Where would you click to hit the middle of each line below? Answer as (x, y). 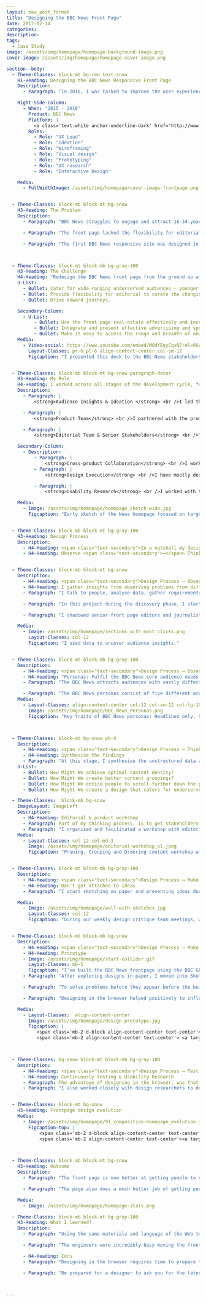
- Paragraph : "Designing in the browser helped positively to (104, 998)
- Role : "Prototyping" (63, 160)
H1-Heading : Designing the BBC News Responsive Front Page (94, 80)
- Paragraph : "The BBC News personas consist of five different (106, 694)
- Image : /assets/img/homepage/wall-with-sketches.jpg (94, 908)
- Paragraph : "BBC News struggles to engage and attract (97, 222)
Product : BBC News (52, 114)
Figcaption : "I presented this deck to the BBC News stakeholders (115, 357)
